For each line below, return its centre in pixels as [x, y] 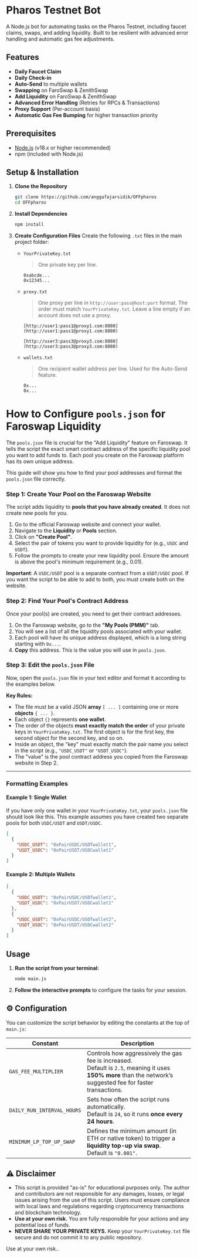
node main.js [30, 979]
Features [23, 57]
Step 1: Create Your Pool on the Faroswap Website [79, 494]
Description [137, 1043]
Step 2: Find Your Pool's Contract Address [67, 601]
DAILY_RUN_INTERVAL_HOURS [45, 1110]
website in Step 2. [36, 763]
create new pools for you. [37, 513]
